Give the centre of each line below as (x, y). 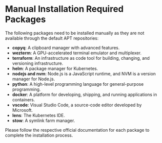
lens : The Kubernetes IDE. (38, 115)
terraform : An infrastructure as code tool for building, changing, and (81, 58)
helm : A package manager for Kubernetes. (55, 68)
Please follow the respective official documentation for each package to (77, 130)
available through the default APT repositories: (52, 38)
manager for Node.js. (33, 79)
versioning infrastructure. (38, 63)
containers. (23, 99)
